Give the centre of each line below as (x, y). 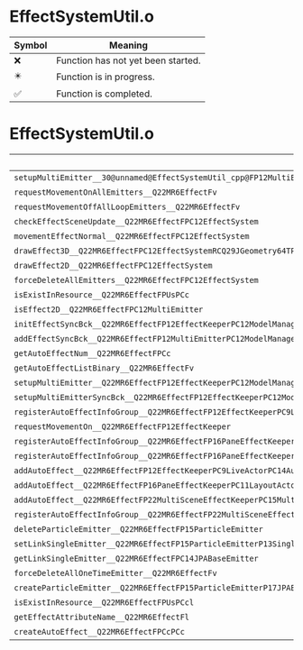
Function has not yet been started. (128, 60)
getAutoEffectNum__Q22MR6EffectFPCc (92, 353)
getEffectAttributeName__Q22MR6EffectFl (101, 617)
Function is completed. (104, 94)
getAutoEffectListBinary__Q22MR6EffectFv (104, 368)
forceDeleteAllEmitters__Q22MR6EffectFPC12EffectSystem (136, 280)
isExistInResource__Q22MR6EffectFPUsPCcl (104, 602)
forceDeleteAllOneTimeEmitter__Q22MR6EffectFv (116, 573)
